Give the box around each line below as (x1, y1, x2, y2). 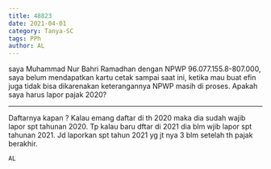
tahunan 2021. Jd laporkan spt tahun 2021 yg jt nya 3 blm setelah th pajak (8, 130, 253, 140)
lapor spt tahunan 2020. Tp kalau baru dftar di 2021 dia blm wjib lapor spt (8, 122, 252, 132)
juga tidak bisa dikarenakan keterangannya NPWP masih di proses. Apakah (8, 82, 258, 91)
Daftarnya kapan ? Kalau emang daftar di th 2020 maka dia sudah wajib (8, 113, 246, 123)
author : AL (8, 42, 45, 50)
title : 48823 (8, 11, 52, 20)
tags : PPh (8, 34, 42, 43)
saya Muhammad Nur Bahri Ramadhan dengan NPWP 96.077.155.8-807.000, (8, 64, 261, 74)
